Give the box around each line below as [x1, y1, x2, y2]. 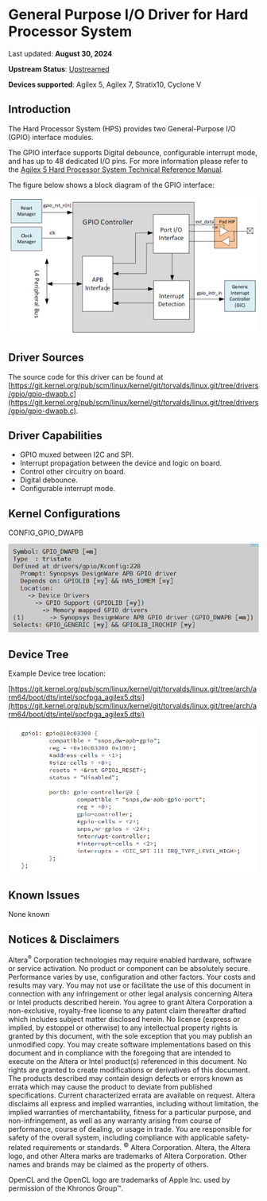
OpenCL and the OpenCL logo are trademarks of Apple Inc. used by [8, 1175, 230, 1184]
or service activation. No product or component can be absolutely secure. [8, 963, 250, 973]
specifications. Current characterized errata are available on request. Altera [8, 1090, 256, 1100]
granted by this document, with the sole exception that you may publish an [8, 1031, 253, 1040]
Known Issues [8, 889, 80, 902]
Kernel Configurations [8, 507, 121, 521]
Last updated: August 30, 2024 [8, 49, 113, 58]
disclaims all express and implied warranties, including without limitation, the [8, 1098, 259, 1108]
